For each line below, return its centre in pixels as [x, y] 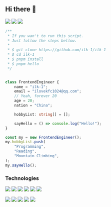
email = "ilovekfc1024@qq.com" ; [48, 91]
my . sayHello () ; [21, 165]
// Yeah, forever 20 [35, 96]
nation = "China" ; [33, 106]
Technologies [22, 178]
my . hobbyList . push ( [25, 142]
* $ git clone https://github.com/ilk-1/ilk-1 [57, 50]
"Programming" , [30, 147]
